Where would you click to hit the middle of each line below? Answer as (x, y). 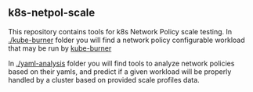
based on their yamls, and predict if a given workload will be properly (120, 71)
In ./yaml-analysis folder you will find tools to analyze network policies (121, 63)
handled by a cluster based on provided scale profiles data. (104, 80)
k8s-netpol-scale (52, 13)
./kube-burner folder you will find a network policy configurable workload (127, 40)
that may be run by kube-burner (60, 48)
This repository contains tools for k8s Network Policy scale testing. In (120, 31)
